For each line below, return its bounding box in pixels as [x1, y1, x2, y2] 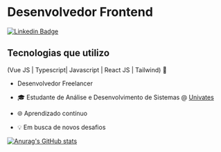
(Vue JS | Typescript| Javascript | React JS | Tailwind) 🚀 [7, 65, 168, 74]
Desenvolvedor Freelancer [17, 79, 94, 87]
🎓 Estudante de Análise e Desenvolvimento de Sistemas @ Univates [17, 93, 215, 101]
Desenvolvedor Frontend [7, 4, 154, 20]
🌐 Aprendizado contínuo [17, 109, 88, 117]
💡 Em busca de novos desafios [17, 123, 106, 131]
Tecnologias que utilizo [7, 47, 109, 59]
